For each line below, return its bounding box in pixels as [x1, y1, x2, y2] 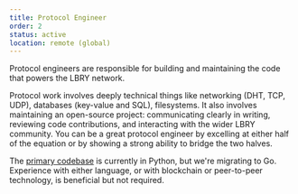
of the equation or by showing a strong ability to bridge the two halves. [9, 138, 273, 149]
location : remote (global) [9, 38, 111, 48]
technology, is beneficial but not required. [9, 175, 164, 186]
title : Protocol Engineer [9, 13, 107, 23]
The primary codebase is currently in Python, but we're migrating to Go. [9, 155, 277, 167]
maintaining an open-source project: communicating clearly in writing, [9, 109, 271, 120]
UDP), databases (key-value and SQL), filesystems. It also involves [9, 100, 257, 111]
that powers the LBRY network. [9, 73, 126, 84]
